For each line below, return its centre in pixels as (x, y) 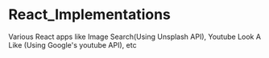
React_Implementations (90, 15)
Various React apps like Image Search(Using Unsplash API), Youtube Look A (135, 37)
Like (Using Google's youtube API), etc (72, 44)
